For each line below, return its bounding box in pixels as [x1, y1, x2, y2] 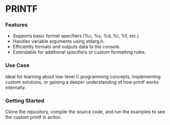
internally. [5, 84, 27, 90]
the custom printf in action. [5, 114, 62, 120]
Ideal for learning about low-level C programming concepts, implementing [5, 73, 161, 80]
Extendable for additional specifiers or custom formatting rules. [12, 49, 146, 55]
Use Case [5, 62, 30, 69]
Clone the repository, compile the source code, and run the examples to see [5, 109, 165, 115]
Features [5, 21, 28, 29]
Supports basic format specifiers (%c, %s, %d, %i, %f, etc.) [12, 33, 139, 39]
